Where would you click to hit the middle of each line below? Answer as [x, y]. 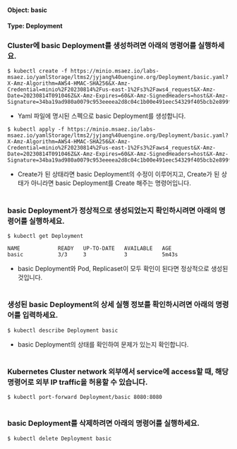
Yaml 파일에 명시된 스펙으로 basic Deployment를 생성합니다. [102, 116]
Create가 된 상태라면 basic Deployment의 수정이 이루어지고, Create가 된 [119, 174]
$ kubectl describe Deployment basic [63, 330]
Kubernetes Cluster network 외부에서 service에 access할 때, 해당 [118, 371]
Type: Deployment [35, 26]
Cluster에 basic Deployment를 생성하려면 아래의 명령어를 [102, 46]
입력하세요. [40, 316]
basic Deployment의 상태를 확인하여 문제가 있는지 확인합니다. [103, 344]
